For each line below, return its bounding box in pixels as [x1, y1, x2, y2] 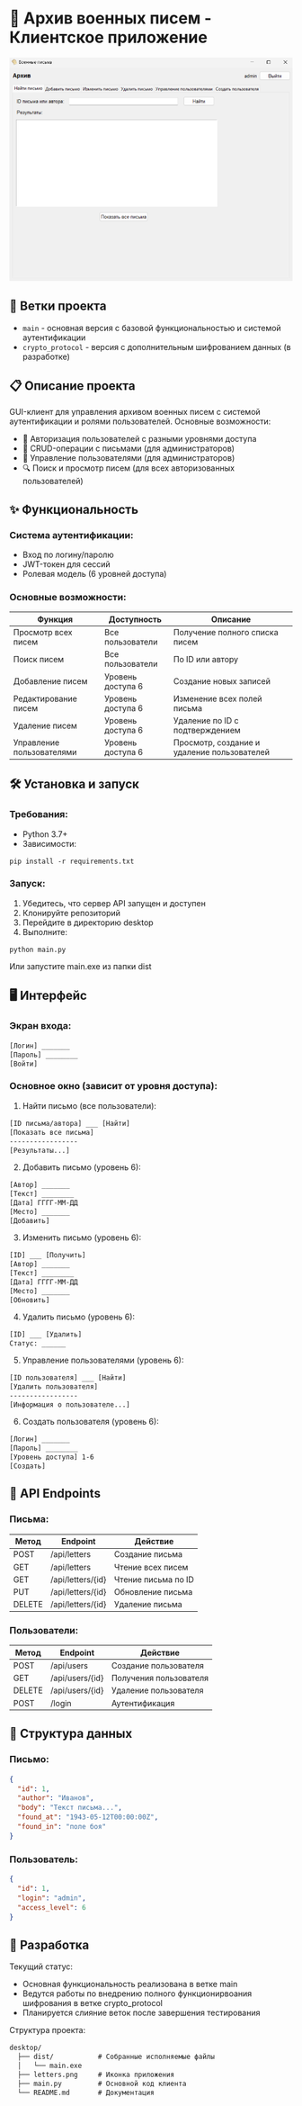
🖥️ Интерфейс [9, 988, 87, 1003]
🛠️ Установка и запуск [9, 777, 139, 792]
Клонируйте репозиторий [22, 907, 121, 918]
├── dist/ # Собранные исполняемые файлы [17, 2052, 216, 2062]
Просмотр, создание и [173, 737, 261, 748]
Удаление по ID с [173, 715, 239, 726]
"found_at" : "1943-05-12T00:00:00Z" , [17, 1813, 159, 1822]
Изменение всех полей [173, 693, 262, 704]
